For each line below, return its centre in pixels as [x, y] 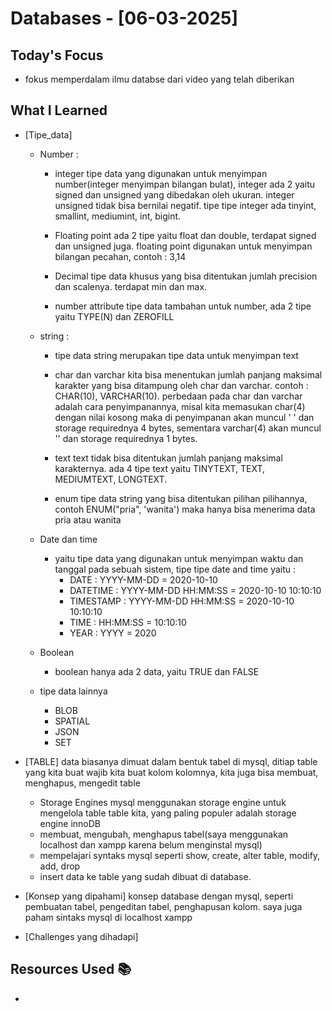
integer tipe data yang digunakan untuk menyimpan [161, 173]
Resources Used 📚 [71, 969]
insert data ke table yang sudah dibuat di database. [145, 876]
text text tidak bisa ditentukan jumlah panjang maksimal [168, 458]
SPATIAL [72, 721]
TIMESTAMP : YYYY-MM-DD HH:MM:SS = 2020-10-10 [182, 601]
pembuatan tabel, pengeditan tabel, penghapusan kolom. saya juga [163, 906]
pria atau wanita [88, 519]
